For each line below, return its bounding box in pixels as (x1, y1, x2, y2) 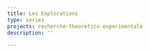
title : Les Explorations (7, 10, 78, 17)
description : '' (7, 29, 54, 36)
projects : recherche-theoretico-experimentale (7, 23, 143, 30)
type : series (7, 17, 45, 23)
